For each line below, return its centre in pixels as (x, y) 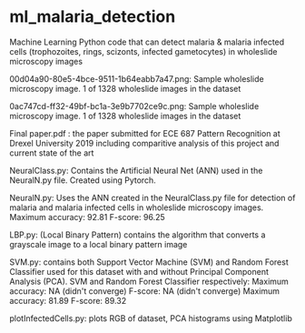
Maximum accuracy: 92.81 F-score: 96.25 (87, 217)
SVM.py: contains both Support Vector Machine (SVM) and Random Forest (149, 262)
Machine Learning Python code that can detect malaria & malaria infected (147, 42)
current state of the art (52, 153)
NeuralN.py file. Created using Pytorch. (83, 180)
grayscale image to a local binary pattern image (98, 244)
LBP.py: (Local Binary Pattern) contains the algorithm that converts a (138, 235)
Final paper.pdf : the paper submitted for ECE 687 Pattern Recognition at (145, 133)
